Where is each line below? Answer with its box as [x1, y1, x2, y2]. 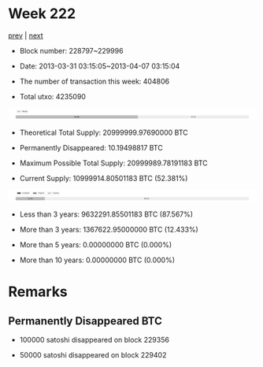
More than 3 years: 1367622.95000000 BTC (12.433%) [19, 225, 198, 235]
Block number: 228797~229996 [19, 46, 124, 55]
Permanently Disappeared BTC [8, 314, 163, 328]
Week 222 [8, 5, 76, 23]
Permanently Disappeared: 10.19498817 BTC [19, 143, 163, 153]
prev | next [8, 31, 43, 40]
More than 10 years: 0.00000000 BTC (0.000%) [19, 255, 176, 265]
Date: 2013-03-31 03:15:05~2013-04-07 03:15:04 [19, 61, 180, 71]
